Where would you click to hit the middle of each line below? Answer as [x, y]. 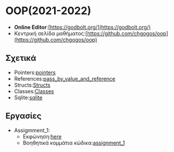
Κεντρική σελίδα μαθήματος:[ [51, 33]
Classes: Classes [34, 91]
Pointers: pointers [35, 72]
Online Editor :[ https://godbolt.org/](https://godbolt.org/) [82, 27]
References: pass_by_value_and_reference [65, 78]
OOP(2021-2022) [48, 11]
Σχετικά [21, 58]
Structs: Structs [32, 85]
